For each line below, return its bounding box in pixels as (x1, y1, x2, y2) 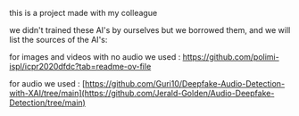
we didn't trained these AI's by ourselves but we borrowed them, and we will (9, 25, 291, 35)
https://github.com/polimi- (182, 52, 279, 62)
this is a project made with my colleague (9, 8, 158, 18)
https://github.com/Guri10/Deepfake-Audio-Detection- (84, 79, 286, 88)
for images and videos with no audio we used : (9, 52, 181, 62)
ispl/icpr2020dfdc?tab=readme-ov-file (9, 62, 152, 71)
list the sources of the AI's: (9, 35, 108, 45)
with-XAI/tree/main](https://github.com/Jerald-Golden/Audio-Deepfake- (9, 88, 275, 98)
